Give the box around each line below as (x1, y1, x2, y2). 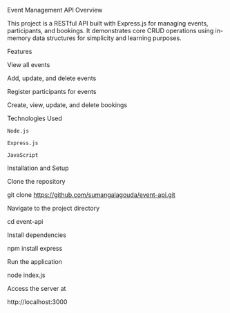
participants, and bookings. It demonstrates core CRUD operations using (7, 27, 214, 35)
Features (7, 48, 32, 55)
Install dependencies (7, 231, 67, 239)
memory (7, 34, 31, 42)
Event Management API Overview (7, 6, 103, 14)
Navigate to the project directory (7, 204, 100, 212)
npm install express (7, 245, 63, 252)
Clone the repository (7, 178, 66, 185)
